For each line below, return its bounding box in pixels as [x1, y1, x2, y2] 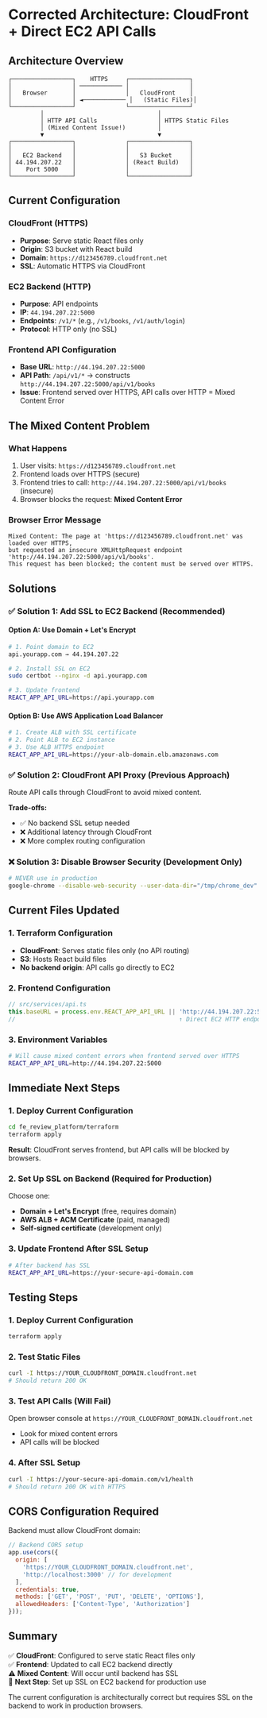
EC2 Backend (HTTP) [8, 280, 91, 291]
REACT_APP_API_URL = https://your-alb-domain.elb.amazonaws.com [8, 751, 219, 759]
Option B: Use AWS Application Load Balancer [8, 711, 164, 720]
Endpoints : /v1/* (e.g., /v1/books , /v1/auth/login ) [19, 315, 185, 325]
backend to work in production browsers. [8, 1701, 143, 1710]
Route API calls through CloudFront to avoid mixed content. [8, 788, 202, 797]
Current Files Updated [8, 904, 120, 917]
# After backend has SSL [8, 1261, 91, 1269]
